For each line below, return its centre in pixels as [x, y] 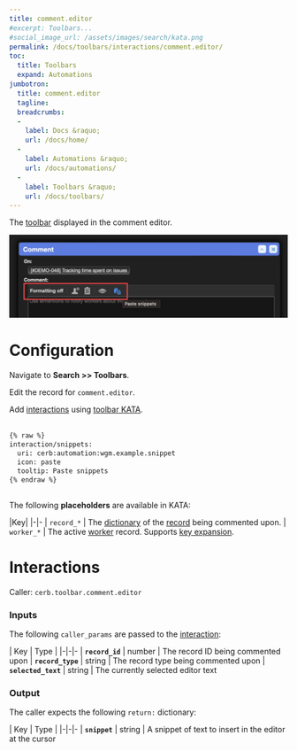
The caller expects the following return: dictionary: [103, 712]
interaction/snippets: [51, 444]
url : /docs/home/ [57, 140]
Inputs [23, 615]
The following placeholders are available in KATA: [100, 505]
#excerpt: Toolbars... [51, 28]
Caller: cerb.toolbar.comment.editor [76, 592]
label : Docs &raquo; [63, 131]
